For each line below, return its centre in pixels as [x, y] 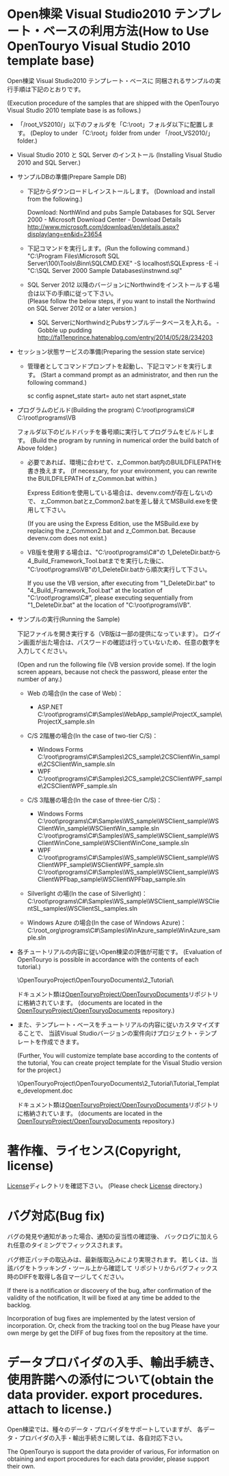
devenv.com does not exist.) [67, 538]
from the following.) [55, 199]
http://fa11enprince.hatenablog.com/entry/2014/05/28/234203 [125, 337]
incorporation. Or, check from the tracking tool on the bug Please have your [113, 1325]
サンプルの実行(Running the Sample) [68, 619]
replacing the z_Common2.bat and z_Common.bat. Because [111, 531]
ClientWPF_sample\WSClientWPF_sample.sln [100, 864]
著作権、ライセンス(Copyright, [94, 1151]
